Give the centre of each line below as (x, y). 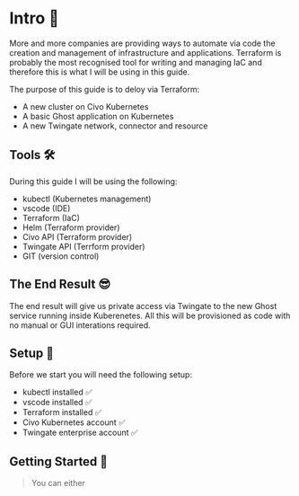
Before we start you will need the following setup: (101, 375)
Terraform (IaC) (51, 217)
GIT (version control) (61, 256)
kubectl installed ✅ (57, 392)
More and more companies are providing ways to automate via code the (142, 43)
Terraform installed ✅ (62, 412)
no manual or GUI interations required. (80, 325)
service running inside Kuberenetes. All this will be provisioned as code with (150, 315)
